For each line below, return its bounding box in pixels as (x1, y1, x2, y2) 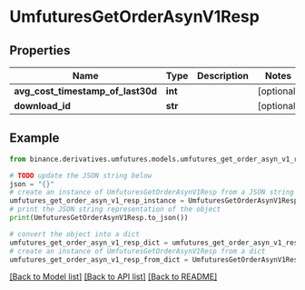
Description (196, 70, 250, 82)
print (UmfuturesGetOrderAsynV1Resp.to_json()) (9, 214, 189, 223)
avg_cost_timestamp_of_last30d (14, 85, 157, 97)
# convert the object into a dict (9, 229, 141, 238)
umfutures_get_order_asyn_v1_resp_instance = (9, 196, 184, 205)
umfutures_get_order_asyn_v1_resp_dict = (9, 238, 169, 247)
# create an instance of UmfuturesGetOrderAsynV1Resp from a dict (9, 246, 266, 255)
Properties (9, 43, 71, 58)
